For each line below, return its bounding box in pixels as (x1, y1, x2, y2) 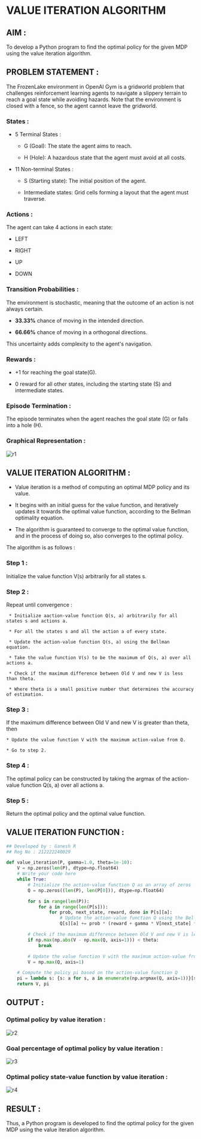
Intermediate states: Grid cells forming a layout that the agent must (23, 189, 189, 196)
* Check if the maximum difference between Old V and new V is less (8, 671, 184, 677)
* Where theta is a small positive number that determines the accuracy (8, 686, 194, 692)
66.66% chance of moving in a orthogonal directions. (14, 328, 148, 336)
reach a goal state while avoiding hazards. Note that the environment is (6, 95, 181, 103)
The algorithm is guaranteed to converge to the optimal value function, (14, 526, 190, 533)
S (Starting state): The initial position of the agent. (23, 178, 147, 185)
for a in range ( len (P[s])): (38, 904, 109, 910)
